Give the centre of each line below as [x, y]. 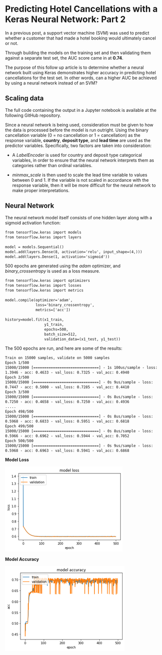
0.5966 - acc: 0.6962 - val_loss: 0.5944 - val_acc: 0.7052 [67, 436]
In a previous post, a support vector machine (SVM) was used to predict [77, 33]
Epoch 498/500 [19, 411]
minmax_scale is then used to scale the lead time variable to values [80, 175]
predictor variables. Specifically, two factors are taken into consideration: [78, 146]
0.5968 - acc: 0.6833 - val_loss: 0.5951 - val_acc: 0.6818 [67, 421]
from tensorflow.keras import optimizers [48, 280]
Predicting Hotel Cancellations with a [81, 9]
